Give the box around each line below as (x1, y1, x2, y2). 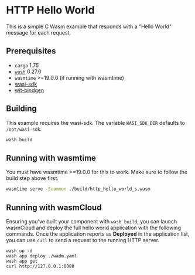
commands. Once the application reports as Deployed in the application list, (6, 230, 190, 237)
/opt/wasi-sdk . (6, 125, 42, 133)
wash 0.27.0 (14, 68, 42, 75)
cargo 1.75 (14, 62, 39, 69)
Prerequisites (6, 46, 56, 56)
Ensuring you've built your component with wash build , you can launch (6, 218, 177, 225)
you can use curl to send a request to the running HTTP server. (6, 236, 160, 243)
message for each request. (6, 29, 71, 36)
